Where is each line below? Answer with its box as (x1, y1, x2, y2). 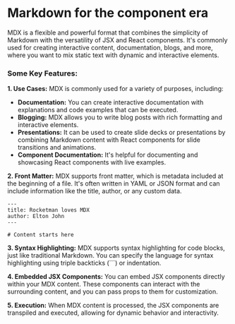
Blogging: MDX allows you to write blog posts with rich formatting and (17, 113, 222, 121)
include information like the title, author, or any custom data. (7, 187, 182, 196)
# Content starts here (7, 232, 74, 239)
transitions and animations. (17, 143, 97, 152)
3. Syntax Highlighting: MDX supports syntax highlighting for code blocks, (7, 244, 226, 252)
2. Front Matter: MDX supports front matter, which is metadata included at (7, 172, 224, 181)
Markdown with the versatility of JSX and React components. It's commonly (7, 35, 228, 44)
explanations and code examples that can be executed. (17, 106, 179, 114)
